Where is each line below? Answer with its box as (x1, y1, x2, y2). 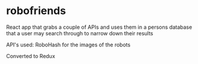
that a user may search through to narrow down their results (6, 29, 153, 36)
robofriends (6, 4, 67, 18)
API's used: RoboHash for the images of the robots (6, 41, 131, 48)
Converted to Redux (6, 52, 55, 59)
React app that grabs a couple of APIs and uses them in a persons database (6, 23, 192, 31)
